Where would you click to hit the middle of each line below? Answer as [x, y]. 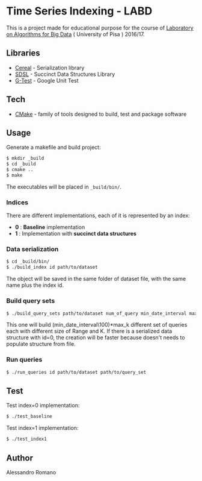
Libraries [23, 53]
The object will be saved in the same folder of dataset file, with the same [96, 279]
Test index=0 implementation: [43, 406]
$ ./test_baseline [29, 417]
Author [20, 458]
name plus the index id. [35, 285]
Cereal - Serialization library [50, 68]
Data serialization [32, 250]
